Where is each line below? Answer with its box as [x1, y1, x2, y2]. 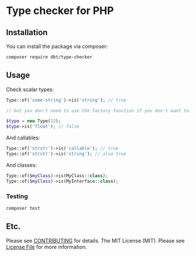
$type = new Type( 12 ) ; [6, 118, 61, 124]
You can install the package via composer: [6, 43, 108, 50]
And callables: [6, 134, 40, 141]
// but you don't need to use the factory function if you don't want [6, 108, 181, 113]
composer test [6, 205, 41, 211]
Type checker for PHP [6, 4, 114, 18]
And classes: [6, 161, 37, 168]
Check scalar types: [6, 86, 54, 93]
